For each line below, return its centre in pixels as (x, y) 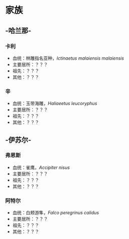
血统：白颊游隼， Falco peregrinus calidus (56, 213)
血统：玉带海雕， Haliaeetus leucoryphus (55, 104)
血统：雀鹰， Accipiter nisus (41, 167)
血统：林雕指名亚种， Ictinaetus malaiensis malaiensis (68, 58)
